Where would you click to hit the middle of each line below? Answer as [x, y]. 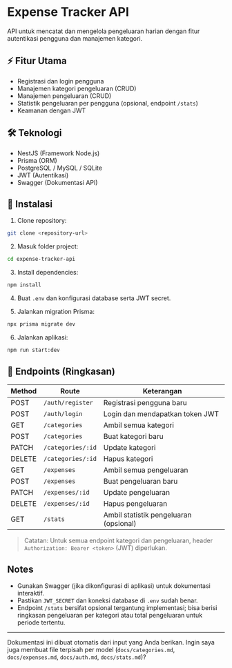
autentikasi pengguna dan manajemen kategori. [75, 38]
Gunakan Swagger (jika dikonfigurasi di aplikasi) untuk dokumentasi [114, 586]
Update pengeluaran [137, 492]
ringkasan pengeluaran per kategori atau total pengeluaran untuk [109, 616]
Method [24, 391]
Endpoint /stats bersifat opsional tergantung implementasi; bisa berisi [117, 608]
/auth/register [68, 402]
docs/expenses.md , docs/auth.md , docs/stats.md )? [77, 657]
